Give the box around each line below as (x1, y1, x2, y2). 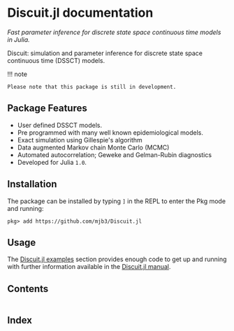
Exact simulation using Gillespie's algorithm (17, 135, 142, 144)
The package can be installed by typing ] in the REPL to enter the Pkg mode (7, 197, 226, 205)
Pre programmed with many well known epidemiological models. (17, 128, 204, 137)
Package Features (7, 103, 87, 115)
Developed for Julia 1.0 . (17, 158, 87, 166)
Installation (7, 178, 57, 190)
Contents (7, 283, 49, 295)
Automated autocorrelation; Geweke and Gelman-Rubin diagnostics (17, 150, 212, 159)
